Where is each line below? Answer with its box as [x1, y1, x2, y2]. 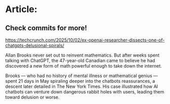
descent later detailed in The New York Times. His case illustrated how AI [5, 83, 158, 89]
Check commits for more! [5, 24, 88, 32]
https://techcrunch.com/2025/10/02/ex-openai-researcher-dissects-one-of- [5, 37, 165, 43]
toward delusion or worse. [5, 94, 60, 100]
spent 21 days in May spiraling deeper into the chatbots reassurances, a [5, 78, 155, 84]
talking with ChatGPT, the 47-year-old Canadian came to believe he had [5, 58, 155, 64]
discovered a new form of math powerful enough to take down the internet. [5, 63, 162, 69]
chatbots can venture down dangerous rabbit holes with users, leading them [5, 89, 164, 94]
